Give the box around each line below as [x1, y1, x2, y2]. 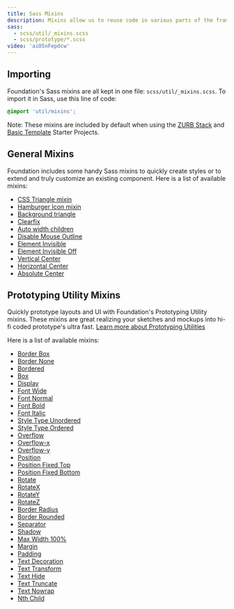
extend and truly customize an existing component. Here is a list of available [7, 174, 226, 182]
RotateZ [17, 498, 40, 506]
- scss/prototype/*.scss [13, 36, 86, 43]
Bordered [17, 364, 45, 373]
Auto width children [17, 225, 75, 233]
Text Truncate [17, 580, 58, 588]
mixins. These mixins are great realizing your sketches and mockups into [7, 315, 217, 324]
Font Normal [17, 394, 54, 403]
